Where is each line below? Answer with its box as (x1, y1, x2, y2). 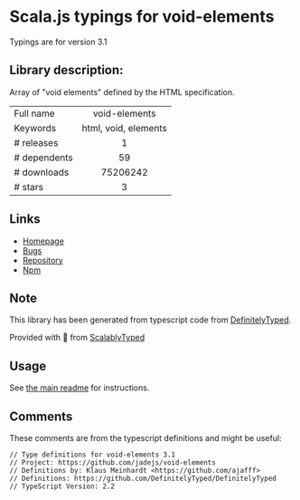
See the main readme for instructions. (9, 382, 150, 393)
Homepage (22, 236, 65, 246)
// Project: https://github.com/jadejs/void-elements (9, 458, 217, 467)
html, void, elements (81, 121, 167, 134)
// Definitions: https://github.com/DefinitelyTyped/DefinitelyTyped (9, 474, 277, 483)
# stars (14, 180, 43, 193)
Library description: (9, 62, 124, 78)
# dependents (14, 151, 74, 164)
